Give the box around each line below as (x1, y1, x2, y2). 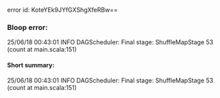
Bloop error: (7, 22, 48, 32)
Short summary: (7, 61, 55, 69)
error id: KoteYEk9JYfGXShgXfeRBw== (7, 6, 119, 14)
